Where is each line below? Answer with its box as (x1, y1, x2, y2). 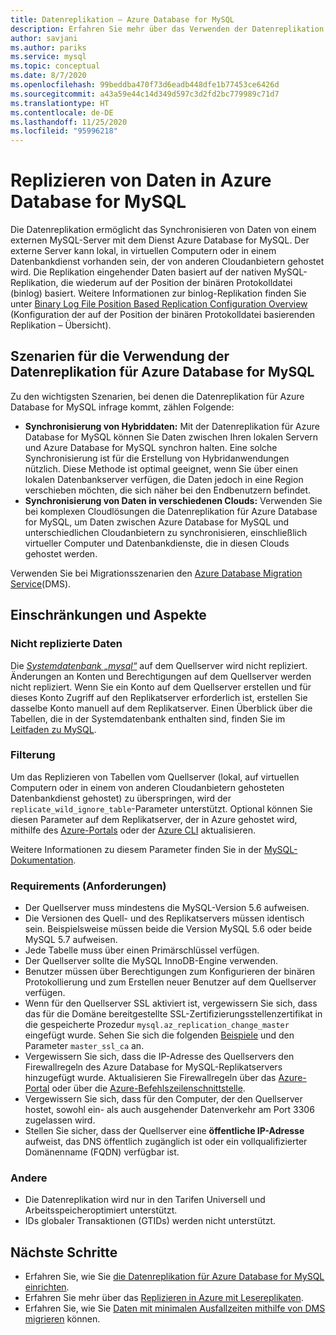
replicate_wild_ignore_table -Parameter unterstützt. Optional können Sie (10, 802, 313, 815)
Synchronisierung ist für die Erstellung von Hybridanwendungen (24, 452, 290, 464)
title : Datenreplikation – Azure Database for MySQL (10, 14, 235, 25)
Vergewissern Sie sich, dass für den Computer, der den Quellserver (24, 1093, 303, 1105)
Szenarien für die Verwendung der (10, 348, 230, 365)
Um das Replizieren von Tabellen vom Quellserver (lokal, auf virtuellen (10, 771, 300, 783)
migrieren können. (24, 1313, 101, 1325)
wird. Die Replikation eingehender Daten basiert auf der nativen (10, 266, 272, 278)
